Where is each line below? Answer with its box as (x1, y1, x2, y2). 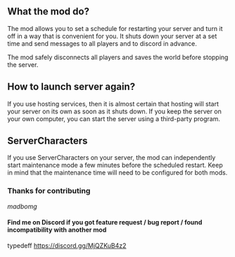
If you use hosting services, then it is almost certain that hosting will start (7, 99, 220, 108)
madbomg (7, 202, 37, 211)
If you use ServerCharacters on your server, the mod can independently (7, 153, 216, 162)
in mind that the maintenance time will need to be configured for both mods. (7, 168, 228, 177)
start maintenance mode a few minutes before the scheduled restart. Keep (7, 161, 223, 170)
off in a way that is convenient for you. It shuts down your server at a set (7, 32, 217, 40)
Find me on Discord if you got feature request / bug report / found (7, 218, 203, 227)
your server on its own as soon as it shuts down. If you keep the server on (7, 107, 222, 115)
